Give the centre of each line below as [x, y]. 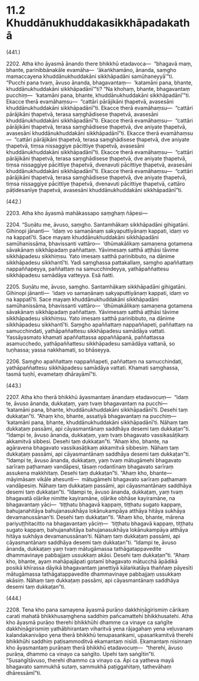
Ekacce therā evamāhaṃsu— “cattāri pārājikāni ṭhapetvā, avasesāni [90, 101]
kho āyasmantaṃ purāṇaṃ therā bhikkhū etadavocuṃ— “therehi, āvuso [94, 647]
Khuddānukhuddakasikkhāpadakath [98, 23]
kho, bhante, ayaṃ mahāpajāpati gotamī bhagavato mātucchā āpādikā [92, 561]
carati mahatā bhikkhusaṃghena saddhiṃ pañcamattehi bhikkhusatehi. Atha [99, 616]
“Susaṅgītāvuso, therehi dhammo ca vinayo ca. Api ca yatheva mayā [90, 660]
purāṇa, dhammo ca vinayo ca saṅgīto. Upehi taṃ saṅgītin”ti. [81, 654]
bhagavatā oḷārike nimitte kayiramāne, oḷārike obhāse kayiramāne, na [91, 498]
